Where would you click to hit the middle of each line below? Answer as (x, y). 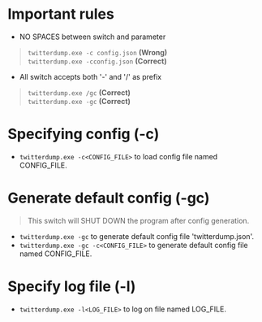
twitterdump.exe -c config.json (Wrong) (97, 52)
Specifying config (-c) (84, 134)
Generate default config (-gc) (109, 198)
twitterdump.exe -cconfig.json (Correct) (97, 61)
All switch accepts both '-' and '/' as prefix (90, 76)
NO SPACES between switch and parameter (92, 37)
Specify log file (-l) (72, 286)
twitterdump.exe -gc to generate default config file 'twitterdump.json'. (137, 236)
